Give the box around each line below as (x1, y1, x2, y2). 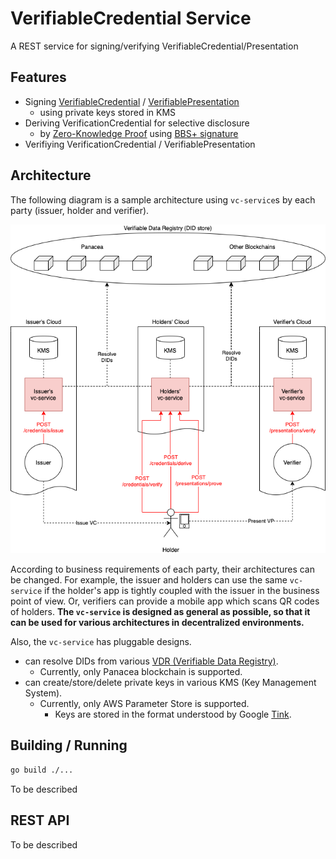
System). (24, 687, 63, 699)
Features (10, 69, 67, 86)
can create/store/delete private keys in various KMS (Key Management (24, 677, 317, 689)
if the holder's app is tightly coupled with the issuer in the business (44, 585, 320, 597)
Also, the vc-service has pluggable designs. (10, 636, 192, 648)
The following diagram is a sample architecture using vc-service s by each (10, 193, 316, 206)
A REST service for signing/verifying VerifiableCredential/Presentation (10, 40, 299, 52)
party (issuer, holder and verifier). (10, 204, 150, 216)
